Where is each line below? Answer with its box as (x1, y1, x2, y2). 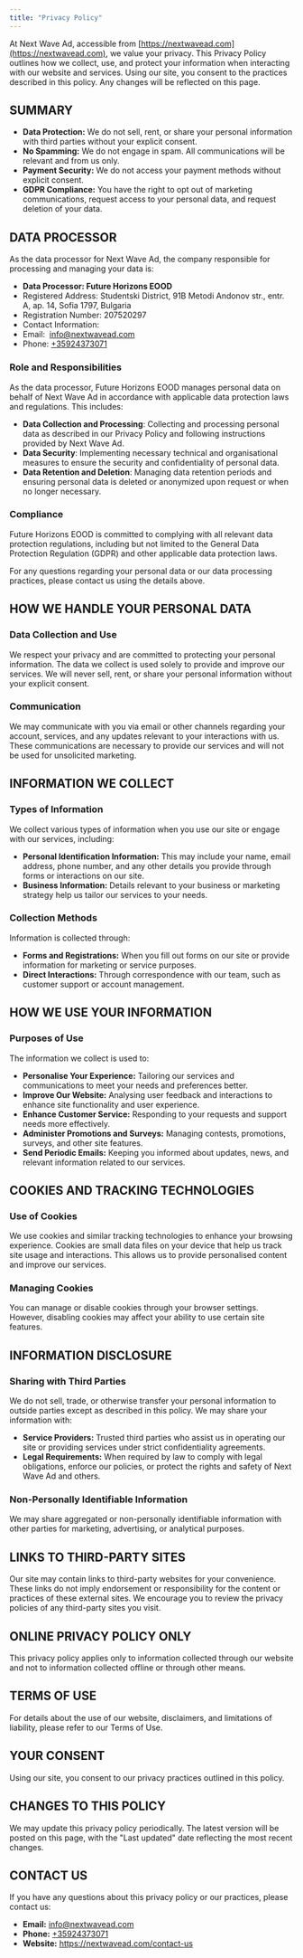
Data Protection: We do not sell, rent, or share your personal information (22, 127, 293, 137)
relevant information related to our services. (22, 1157, 186, 1168)
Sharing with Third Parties (9, 1375, 126, 1387)
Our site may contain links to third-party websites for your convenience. (9, 1574, 277, 1584)
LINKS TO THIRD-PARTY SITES (9, 1549, 187, 1565)
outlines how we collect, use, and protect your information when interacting (9, 57, 290, 68)
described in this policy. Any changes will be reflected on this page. (9, 76, 261, 87)
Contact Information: (22, 319, 100, 330)
